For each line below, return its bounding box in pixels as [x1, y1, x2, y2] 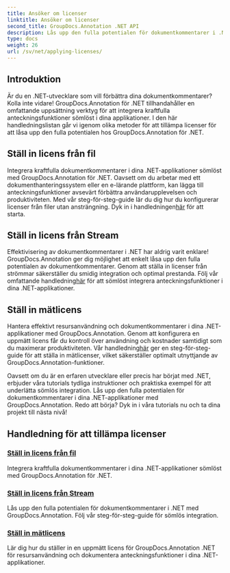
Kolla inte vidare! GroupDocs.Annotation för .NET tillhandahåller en [7, 99, 195, 107]
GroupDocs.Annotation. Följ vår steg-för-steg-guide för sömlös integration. [7, 511, 219, 520]
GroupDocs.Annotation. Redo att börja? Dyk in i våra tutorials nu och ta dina [7, 401, 221, 409]
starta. [7, 209, 25, 218]
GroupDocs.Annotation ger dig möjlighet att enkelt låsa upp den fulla [7, 255, 201, 264]
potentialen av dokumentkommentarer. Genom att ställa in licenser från [7, 262, 207, 270]
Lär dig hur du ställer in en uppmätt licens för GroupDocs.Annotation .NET [7, 544, 216, 552]
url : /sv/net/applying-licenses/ [7, 49, 103, 55]
